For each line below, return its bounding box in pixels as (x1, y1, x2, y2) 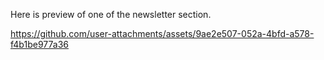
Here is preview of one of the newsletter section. (10, 9, 212, 20)
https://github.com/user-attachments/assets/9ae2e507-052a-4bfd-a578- (10, 28, 315, 39)
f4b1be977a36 (10, 39, 69, 50)
